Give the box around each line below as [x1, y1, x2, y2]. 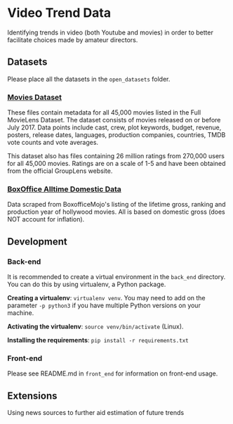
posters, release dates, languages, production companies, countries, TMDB [7, 131, 226, 139]
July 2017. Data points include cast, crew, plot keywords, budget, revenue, [7, 123, 222, 131]
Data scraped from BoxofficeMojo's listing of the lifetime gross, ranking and [7, 200, 226, 209]
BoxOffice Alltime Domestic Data [7, 184, 121, 194]
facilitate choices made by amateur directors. [7, 35, 138, 44]
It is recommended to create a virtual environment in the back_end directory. [7, 273, 226, 281]
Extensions [7, 390, 58, 401]
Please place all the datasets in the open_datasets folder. [7, 75, 171, 83]
